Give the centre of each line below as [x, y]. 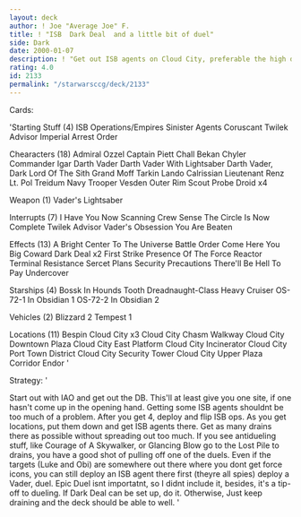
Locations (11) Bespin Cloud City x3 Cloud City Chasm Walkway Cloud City [147, 334]
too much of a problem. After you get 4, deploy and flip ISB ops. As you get [148, 417]
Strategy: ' [28, 380]
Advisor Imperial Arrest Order [64, 136]
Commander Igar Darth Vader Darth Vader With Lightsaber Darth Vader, [141, 163]
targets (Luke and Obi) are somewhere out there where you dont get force [146, 464]
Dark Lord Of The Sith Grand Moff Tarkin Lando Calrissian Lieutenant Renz [147, 173]
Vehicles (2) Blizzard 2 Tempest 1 [71, 317]
